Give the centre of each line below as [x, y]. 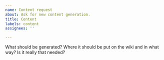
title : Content [21, 19]
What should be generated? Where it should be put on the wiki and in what [82, 47]
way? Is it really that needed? [35, 52]
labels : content [22, 24]
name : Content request [29, 10]
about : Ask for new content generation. [48, 14]
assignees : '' [20, 28]
